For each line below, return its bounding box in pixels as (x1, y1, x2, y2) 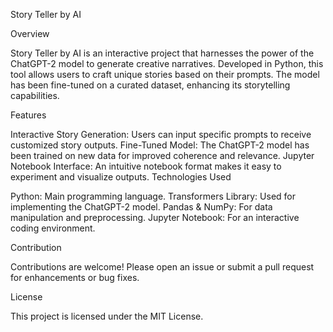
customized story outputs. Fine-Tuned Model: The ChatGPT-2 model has (10, 139, 310, 151)
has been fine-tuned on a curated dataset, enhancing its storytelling (10, 79, 291, 91)
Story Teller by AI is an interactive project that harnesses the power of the (10, 47, 315, 59)
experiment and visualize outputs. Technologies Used (10, 171, 232, 183)
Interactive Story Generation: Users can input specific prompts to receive (10, 129, 312, 140)
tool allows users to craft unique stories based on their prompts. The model (10, 69, 320, 80)
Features (10, 109, 47, 121)
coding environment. (10, 222, 96, 234)
